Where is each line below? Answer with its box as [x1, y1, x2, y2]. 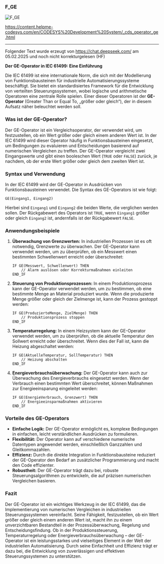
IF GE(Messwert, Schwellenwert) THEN [12, 263, 89, 268]
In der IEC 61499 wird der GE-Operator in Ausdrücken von [5, 181, 122, 187]
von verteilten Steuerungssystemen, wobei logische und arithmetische [5, 88, 147, 94]
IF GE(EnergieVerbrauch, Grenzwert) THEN [12, 395, 98, 400]
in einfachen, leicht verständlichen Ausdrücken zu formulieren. [12, 431, 139, 437]
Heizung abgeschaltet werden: [12, 344, 74, 349]
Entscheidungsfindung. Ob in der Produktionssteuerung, [5, 527, 119, 533]
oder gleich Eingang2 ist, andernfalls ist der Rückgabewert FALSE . [5, 215, 135, 221]
